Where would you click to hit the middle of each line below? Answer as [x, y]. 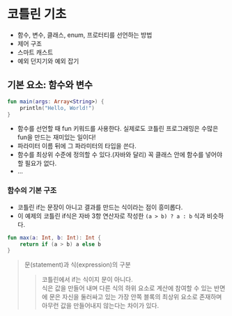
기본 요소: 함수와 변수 [50, 85]
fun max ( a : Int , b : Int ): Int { [54, 237]
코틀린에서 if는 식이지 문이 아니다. [87, 280]
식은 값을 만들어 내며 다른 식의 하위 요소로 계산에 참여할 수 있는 [127, 288]
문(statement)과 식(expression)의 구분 [77, 264]
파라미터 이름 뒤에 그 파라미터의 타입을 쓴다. [77, 146]
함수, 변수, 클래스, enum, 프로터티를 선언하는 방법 [85, 35]
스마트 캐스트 [35, 52]
